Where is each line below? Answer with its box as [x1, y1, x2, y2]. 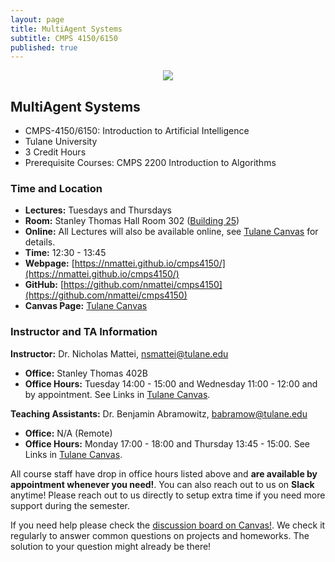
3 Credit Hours [24, 146, 87, 158]
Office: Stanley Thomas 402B [24, 367, 148, 379]
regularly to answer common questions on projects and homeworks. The [10, 529, 310, 541]
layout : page [10, 14, 65, 25]
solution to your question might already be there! [10, 540, 212, 552]
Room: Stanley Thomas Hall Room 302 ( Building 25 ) [24, 215, 240, 227]
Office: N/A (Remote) [24, 427, 113, 439]
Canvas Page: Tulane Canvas [24, 300, 148, 312]
